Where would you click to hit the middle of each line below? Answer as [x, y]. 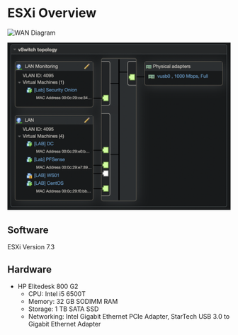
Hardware [29, 269]
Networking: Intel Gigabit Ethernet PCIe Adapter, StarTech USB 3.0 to [129, 317]
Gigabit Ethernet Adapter [64, 324]
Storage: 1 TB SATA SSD [63, 309]
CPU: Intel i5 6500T [57, 294]
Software [28, 230]
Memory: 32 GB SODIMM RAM [73, 302]
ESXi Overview [52, 13]
